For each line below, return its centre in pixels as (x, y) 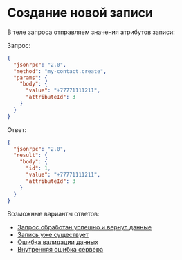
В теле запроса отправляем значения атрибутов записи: (91, 32)
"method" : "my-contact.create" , (60, 71)
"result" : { (31, 155)
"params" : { (31, 78)
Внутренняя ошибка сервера (60, 250)
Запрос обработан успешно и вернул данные (84, 227)
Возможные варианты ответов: (53, 214)
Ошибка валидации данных (58, 242)
